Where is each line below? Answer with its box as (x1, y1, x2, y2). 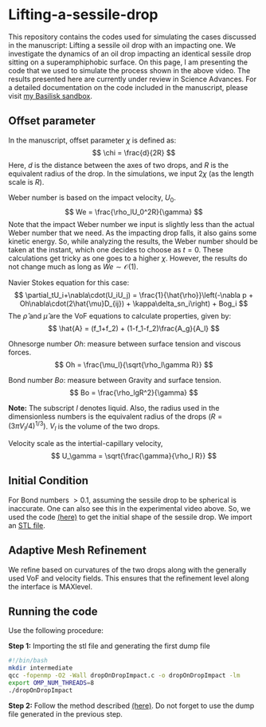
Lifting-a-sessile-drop (8, 6, 158, 24)
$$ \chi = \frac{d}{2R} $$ (92, 147, 176, 157)
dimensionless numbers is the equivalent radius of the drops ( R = (8, 412, 223, 421)
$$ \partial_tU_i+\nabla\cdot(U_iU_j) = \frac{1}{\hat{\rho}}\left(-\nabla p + (14, 290, 253, 299)
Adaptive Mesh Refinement (8, 544, 147, 557)
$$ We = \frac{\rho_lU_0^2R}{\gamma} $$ (65, 207, 203, 217)
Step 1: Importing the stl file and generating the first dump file (8, 641, 211, 651)
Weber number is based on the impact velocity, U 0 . (8, 193, 177, 204)
